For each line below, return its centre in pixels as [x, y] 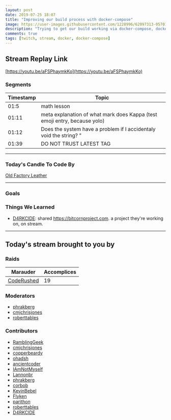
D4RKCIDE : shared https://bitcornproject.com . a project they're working [88, 218]
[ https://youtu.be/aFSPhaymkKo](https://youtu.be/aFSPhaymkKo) [74, 71]
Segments [18, 85]
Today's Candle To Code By [40, 164]
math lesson [55, 106]
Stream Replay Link [36, 59]
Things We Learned [30, 207]
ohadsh [21, 358]
